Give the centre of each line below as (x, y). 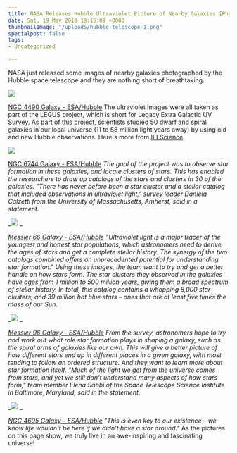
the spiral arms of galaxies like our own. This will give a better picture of (113, 347)
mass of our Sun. (33, 304)
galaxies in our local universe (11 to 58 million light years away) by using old (117, 130)
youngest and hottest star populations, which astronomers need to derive (115, 244)
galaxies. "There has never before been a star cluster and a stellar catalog (116, 186)
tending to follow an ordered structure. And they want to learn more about (116, 362)
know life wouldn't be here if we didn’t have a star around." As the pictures (117, 428)
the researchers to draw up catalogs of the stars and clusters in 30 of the (115, 179)
